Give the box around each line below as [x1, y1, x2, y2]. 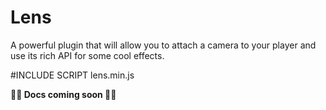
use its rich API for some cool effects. [10, 49, 165, 61]
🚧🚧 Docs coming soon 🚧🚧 [10, 88, 117, 100]
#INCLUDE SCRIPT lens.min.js [10, 69, 135, 81]
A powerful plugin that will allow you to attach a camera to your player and [10, 39, 317, 51]
